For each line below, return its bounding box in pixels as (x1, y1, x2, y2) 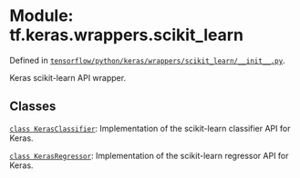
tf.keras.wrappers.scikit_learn (9, 25, 244, 45)
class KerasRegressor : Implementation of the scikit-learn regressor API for (9, 150, 289, 161)
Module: (9, 5, 74, 26)
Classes (9, 99, 57, 114)
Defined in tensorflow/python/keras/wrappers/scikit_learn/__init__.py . (9, 54, 285, 65)
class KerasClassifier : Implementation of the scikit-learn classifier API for (9, 123, 291, 133)
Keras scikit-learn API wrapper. (9, 72, 126, 83)
